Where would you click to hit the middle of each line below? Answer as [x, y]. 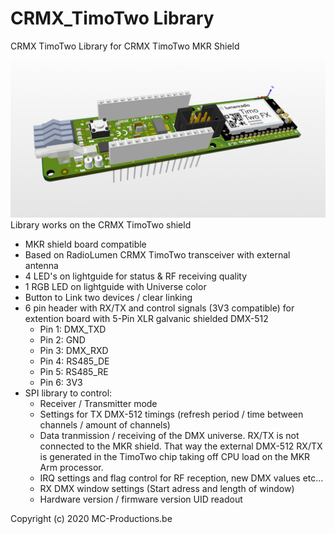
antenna [41, 265]
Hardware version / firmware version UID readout [141, 499]
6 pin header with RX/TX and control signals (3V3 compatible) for [159, 308]
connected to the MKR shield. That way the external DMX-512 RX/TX [181, 446]
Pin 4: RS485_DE [74, 361]
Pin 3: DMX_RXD [74, 350]
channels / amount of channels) [105, 424]
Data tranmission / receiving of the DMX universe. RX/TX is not [169, 435]
